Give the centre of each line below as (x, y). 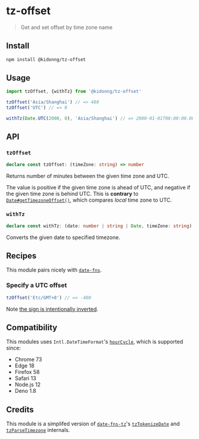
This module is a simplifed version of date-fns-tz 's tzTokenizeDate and (93, 424)
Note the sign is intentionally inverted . (52, 309)
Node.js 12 (28, 385)
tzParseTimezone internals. (38, 430)
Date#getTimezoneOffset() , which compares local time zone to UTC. (89, 200)
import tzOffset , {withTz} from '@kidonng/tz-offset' (74, 92)
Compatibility (32, 327)
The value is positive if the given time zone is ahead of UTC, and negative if (98, 187)
